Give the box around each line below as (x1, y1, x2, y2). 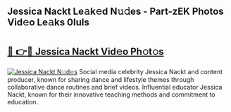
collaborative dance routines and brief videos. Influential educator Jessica (7, 83, 223, 91)
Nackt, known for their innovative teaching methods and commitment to (7, 90, 216, 99)
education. (7, 98, 39, 106)
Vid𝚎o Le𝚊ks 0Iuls (7, 17, 89, 29)
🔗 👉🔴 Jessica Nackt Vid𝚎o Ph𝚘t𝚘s (7, 45, 164, 57)
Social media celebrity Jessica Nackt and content (79, 68, 223, 76)
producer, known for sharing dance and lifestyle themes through (7, 76, 194, 83)
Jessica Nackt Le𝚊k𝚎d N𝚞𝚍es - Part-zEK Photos (7, 6, 224, 17)
